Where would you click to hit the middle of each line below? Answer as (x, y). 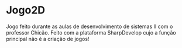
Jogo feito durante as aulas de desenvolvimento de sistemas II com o (90, 26)
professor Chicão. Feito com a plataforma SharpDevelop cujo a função (91, 32)
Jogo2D (26, 10)
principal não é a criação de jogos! (48, 39)
